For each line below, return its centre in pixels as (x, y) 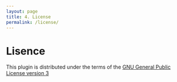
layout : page (22, 11)
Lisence (26, 51)
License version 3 (28, 73)
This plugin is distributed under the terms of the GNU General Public (88, 67)
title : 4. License (28, 17)
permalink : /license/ (33, 22)
